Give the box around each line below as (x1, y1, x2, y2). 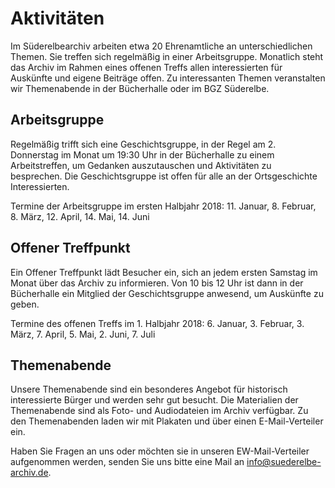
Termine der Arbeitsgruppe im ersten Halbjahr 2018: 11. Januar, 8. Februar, (10, 200, 317, 212)
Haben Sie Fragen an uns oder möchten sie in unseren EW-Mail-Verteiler (10, 445, 310, 457)
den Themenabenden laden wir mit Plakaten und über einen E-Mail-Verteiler (10, 415, 324, 427)
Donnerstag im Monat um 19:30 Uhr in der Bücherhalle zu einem (10, 148, 275, 161)
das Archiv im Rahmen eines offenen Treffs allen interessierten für (10, 61, 283, 73)
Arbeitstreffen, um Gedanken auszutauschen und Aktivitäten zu (10, 159, 272, 171)
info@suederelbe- (246, 456, 322, 468)
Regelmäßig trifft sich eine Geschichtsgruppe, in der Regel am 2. (10, 138, 277, 150)
